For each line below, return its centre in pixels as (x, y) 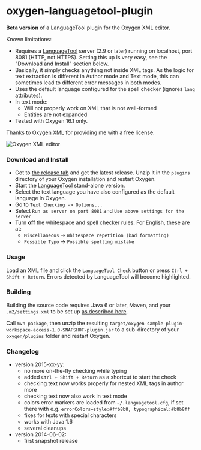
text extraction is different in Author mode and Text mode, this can (97, 76)
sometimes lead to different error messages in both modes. (88, 83)
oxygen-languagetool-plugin (80, 11)
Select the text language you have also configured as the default (95, 192)
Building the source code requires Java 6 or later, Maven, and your (88, 305)
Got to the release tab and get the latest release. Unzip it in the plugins (102, 173)
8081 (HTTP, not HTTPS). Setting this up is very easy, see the (91, 57)
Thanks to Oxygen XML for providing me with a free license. (80, 132)
